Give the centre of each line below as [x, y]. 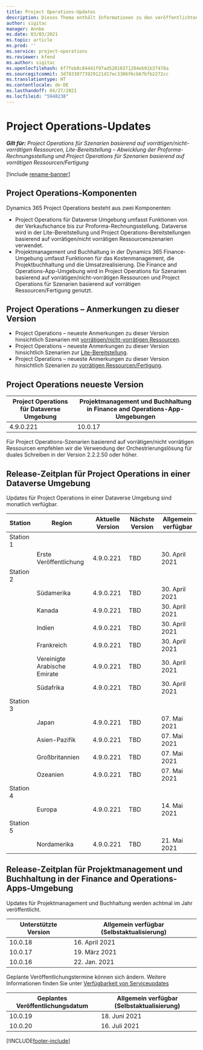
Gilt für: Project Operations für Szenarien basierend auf [76, 143]
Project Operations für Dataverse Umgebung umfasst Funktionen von [101, 219]
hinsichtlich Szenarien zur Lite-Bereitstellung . [72, 352]
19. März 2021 [95, 952]
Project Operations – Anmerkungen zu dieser [93, 309]
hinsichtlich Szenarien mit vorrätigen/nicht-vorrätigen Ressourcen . [98, 340]
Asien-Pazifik [56, 739]
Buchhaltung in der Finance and [67, 879]
